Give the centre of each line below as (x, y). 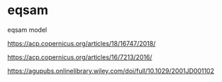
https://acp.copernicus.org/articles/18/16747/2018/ (82, 43)
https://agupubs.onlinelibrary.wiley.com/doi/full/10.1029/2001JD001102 (111, 71)
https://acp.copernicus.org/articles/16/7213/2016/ (80, 57)
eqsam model (27, 30)
